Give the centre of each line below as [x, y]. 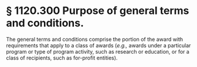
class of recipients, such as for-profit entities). [62, 58]
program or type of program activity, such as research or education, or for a [98, 51]
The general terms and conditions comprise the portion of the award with [95, 39]
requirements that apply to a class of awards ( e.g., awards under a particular [98, 45]
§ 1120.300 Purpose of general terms [98, 11]
